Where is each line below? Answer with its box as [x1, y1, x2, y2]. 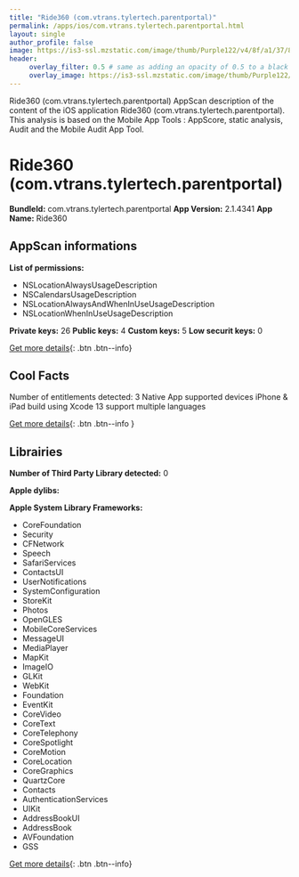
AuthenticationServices [21, 794, 109, 805]
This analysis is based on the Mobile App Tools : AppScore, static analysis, [9, 114, 283, 125]
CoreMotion [21, 747, 67, 758]
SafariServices [21, 557, 77, 568]
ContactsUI [21, 567, 64, 578]
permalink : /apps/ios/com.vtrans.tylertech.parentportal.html [9, 21, 245, 30]
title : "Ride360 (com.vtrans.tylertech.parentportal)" [9, 12, 217, 22]
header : [9, 54, 38, 63]
